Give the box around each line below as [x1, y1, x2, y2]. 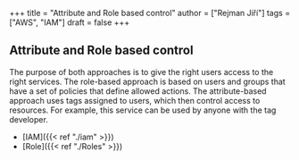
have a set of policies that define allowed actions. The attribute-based [9, 85, 267, 97]
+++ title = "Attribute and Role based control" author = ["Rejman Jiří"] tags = [9, 8, 291, 18]
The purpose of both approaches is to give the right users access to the [9, 66, 274, 77]
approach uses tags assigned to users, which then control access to [9, 95, 261, 105]
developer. [9, 114, 49, 124]
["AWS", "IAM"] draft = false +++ [9, 17, 130, 28]
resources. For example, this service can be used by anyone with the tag [9, 105, 277, 115]
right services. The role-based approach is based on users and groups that [9, 76, 286, 87]
